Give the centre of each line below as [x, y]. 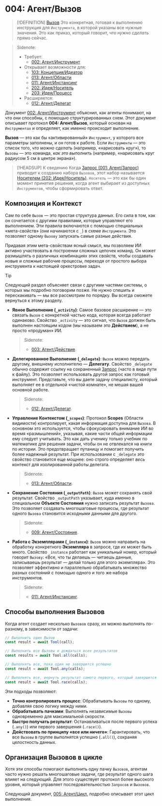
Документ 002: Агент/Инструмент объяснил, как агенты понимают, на [78, 112]
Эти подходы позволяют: [31, 691]
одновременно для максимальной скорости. [59, 716]
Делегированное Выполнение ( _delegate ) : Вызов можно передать [81, 359]
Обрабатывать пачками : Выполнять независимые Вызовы [72, 711]
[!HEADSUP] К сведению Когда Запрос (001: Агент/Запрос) [78, 167]
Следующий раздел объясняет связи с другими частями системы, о [76, 285]
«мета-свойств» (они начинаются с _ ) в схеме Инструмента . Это [71, 231]
